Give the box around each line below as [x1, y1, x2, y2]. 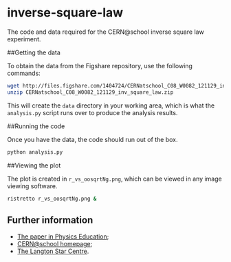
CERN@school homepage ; [16, 240, 93, 248]
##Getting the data [7, 48, 60, 57]
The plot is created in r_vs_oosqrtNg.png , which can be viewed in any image [7, 174, 222, 183]
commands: [7, 69, 41, 77]
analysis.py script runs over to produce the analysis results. [7, 108, 178, 117]
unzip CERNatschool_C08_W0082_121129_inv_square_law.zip [7, 88, 174, 96]
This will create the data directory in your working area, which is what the [7, 101, 215, 110]
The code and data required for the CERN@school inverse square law [7, 28, 204, 36]
